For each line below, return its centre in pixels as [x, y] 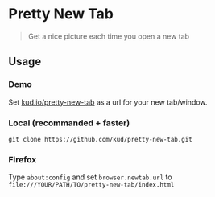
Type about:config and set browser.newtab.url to [90, 177]
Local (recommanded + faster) [69, 123]
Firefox [23, 159]
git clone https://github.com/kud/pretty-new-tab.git [101, 139]
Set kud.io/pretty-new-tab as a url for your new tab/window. [108, 102]
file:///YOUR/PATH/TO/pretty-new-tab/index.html [91, 185]
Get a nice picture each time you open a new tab [109, 36]
